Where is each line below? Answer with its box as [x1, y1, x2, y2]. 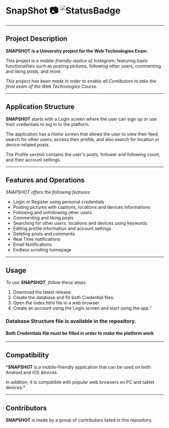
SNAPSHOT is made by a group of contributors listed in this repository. [6, 417, 152, 423]
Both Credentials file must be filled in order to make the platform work [6, 330, 154, 336]
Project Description [6, 35, 68, 43]
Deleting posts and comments [13, 231, 75, 237]
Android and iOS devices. [6, 369, 58, 375]
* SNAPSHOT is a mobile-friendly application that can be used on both [6, 364, 151, 370]
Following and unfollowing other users [13, 210, 92, 216]
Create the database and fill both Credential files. [13, 295, 115, 301]
